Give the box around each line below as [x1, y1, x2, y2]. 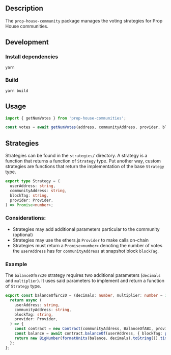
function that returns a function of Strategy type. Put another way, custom [5, 158, 161, 164]
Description [5, 4, 43, 13]
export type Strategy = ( [5, 179, 60, 184]
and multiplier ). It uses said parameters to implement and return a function [5, 278, 164, 284]
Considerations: [5, 215, 46, 222]
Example [5, 261, 27, 268]
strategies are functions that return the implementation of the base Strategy [5, 163, 164, 170]
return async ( [10, 297, 42, 303]
